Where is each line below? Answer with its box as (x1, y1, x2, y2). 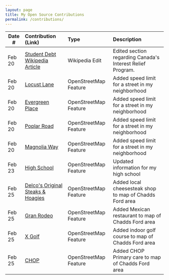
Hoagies (25, 195, 45, 202)
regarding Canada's (113, 54, 160, 61)
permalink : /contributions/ (5, 17, 64, 22)
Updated (113, 158, 134, 165)
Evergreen (25, 99, 49, 106)
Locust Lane (25, 81, 54, 88)
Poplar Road (25, 123, 54, 130)
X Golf (25, 233, 40, 240)
